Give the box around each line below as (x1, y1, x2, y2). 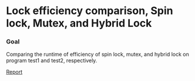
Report (6, 69, 23, 76)
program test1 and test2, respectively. (6, 57, 97, 64)
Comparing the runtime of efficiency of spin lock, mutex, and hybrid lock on (6, 51, 189, 58)
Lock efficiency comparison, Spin (6, 4, 173, 18)
